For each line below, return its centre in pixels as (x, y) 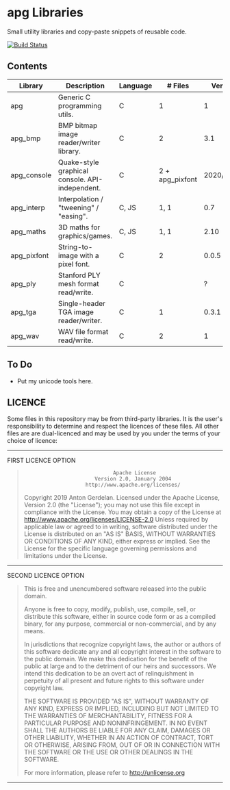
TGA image (76, 311)
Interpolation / (81, 199)
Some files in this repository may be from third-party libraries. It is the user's (115, 419)
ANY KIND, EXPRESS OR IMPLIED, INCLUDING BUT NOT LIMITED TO (121, 709)
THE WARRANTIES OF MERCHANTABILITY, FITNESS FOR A (108, 716)
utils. (66, 114)
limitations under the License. (65, 556)
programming (80, 105)
